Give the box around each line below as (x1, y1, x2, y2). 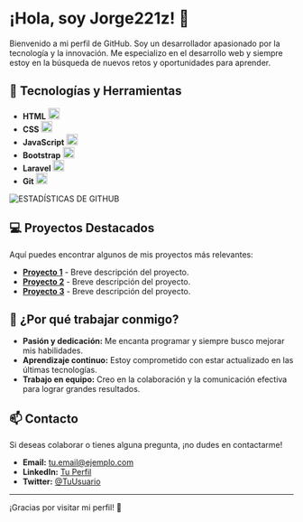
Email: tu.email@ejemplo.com (22, 457, 133, 468)
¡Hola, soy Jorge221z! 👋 (9, 8, 189, 29)
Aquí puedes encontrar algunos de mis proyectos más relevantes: (9, 248, 254, 260)
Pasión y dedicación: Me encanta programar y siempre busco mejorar (22, 336, 285, 347)
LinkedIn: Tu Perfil (22, 467, 92, 478)
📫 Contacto (9, 411, 78, 426)
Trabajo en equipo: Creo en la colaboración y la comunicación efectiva (22, 374, 288, 385)
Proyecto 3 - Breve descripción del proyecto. (22, 285, 191, 296)
